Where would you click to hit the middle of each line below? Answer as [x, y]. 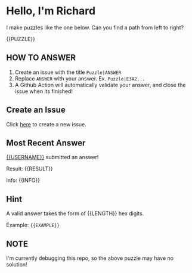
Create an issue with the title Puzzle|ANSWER [68, 72]
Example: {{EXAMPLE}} [33, 225]
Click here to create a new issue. [46, 124]
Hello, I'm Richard [51, 11]
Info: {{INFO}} [23, 181]
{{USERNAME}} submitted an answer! [52, 157]
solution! [17, 264]
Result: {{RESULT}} [30, 169]
